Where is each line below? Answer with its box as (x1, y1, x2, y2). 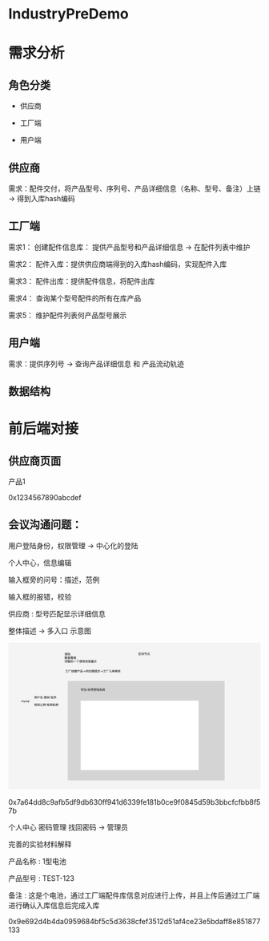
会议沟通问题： (8, 518, 82, 531)
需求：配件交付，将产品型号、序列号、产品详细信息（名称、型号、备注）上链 (8, 184, 261, 193)
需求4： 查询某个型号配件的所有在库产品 (8, 293, 142, 303)
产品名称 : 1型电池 (8, 856, 66, 866)
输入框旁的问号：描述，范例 (8, 575, 100, 584)
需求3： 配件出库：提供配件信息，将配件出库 (8, 276, 155, 285)
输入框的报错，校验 (8, 592, 72, 601)
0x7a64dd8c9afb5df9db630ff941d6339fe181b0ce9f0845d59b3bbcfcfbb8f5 (8, 797, 261, 806)
